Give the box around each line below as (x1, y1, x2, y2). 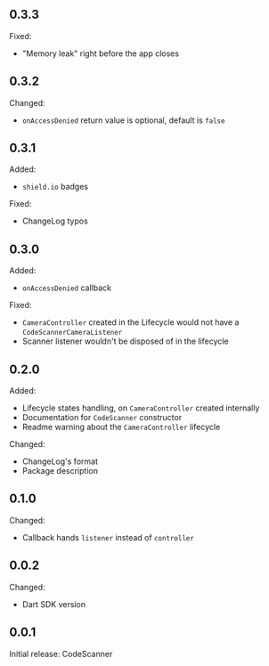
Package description (21, 466, 98, 476)
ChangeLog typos (21, 215, 89, 226)
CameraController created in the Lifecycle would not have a (21, 317, 240, 328)
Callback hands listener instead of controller (21, 532, 194, 542)
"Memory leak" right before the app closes (21, 48, 180, 59)
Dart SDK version (21, 598, 86, 609)
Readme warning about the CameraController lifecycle (21, 422, 221, 433)
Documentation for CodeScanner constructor (21, 412, 183, 423)
